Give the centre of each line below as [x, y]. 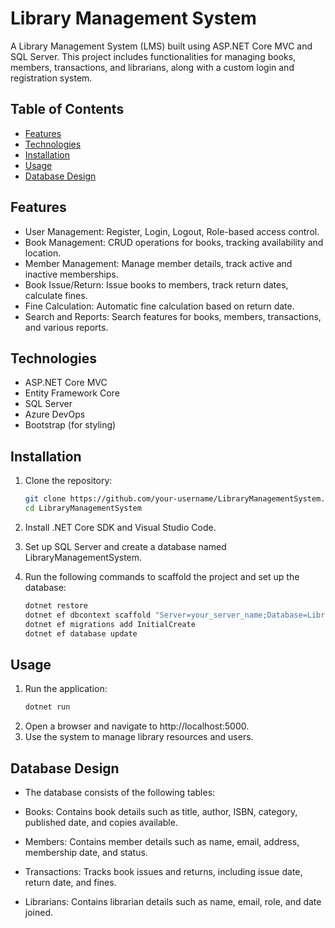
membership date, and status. [86, 852]
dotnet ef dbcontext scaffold [88, 615]
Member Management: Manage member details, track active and [158, 263]
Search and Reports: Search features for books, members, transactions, [173, 316]
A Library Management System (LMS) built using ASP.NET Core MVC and [161, 46]
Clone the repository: [68, 481]
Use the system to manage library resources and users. [139, 737]
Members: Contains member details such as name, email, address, [162, 841]
